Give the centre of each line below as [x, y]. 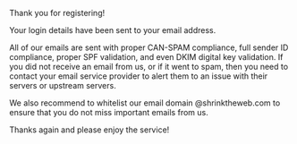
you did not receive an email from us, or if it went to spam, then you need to [149, 67]
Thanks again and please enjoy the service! [89, 130]
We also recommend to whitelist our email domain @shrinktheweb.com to [145, 103]
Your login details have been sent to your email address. [113, 30]
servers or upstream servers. [63, 85]
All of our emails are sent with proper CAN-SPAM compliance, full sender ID [149, 47]
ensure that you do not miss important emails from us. [109, 112]
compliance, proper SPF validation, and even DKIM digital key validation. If [146, 57]
